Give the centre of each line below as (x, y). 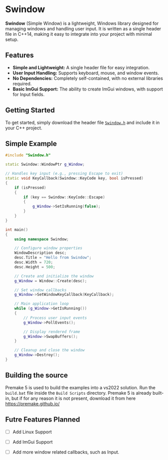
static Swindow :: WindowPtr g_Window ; (45, 165)
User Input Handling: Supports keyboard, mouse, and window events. (86, 73)
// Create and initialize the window (54, 276)
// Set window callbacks (40, 290)
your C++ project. (24, 128)
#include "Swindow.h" (28, 155)
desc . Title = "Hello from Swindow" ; (53, 258)
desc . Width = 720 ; (34, 262)
